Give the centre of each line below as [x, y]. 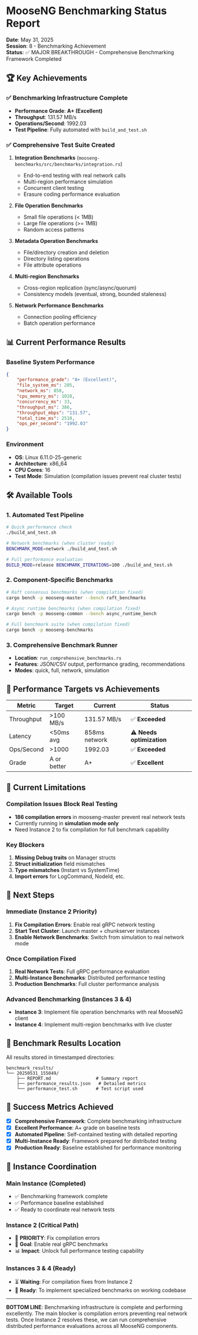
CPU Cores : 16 [32, 469]
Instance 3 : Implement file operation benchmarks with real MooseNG [99, 1012]
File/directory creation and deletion [66, 252]
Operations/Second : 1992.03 [50, 123]
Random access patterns [54, 229]
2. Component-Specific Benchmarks [60, 580]
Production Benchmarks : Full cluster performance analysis [87, 984]
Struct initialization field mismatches [60, 864]
